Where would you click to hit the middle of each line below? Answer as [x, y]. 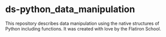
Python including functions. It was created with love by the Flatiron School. [83, 28]
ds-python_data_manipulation [70, 9]
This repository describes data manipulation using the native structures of [82, 23]
